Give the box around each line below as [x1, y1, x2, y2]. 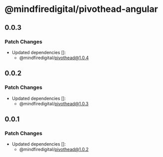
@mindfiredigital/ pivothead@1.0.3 [19, 100, 89, 106]
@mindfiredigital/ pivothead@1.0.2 [19, 147, 89, 153]
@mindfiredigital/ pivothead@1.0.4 [19, 55, 89, 61]
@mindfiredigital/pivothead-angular [4, 3, 159, 15]
